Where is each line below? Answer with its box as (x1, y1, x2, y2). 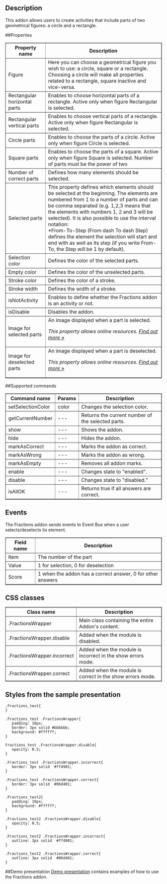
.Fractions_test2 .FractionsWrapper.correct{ (5, 851, 101, 856)
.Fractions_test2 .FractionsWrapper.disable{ (5, 816, 101, 821)
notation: (48, 221, 69, 227)
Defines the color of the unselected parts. (48, 268, 145, 275)
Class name (26, 608, 56, 615)
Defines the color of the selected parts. (48, 257, 139, 264)
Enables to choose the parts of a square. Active (48, 148, 159, 155)
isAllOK (8, 488, 26, 495)
